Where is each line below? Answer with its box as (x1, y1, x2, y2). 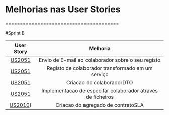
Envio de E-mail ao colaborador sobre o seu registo (38, 56, 161, 63)
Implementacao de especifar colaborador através (41, 87, 158, 94)
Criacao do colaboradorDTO (66, 79, 133, 86)
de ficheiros (85, 93, 114, 100)
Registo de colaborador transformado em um (46, 64, 153, 71)
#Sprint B (5, 30, 25, 36)
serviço (91, 71, 109, 78)
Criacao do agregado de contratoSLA (55, 101, 144, 108)
